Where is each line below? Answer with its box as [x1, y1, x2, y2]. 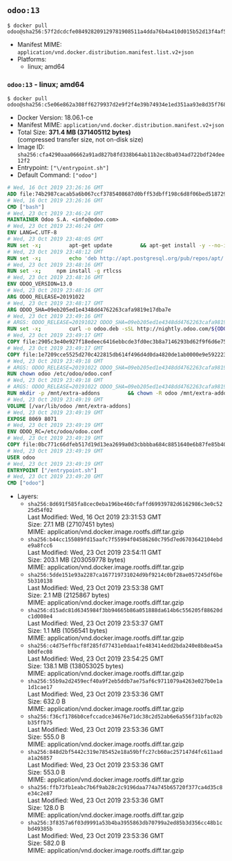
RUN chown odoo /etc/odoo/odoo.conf [7, 370, 113, 377]
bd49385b [27, 826, 53, 833]
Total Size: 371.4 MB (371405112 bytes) [17, 128, 131, 137]
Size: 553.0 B [27, 768, 66, 777]
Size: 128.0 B [27, 804, 64, 812]
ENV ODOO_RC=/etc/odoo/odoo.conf [7, 428, 104, 435]
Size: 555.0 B [27, 732, 66, 741]
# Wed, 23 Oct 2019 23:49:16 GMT [7, 312, 104, 320]
